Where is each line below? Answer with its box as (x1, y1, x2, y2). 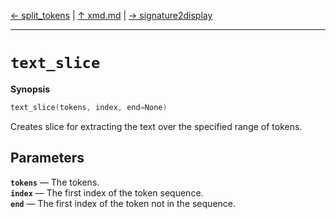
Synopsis (10, 83, 51, 95)
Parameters (10, 150, 85, 167)
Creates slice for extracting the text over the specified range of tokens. (10, 120, 303, 132)
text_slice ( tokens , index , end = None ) (10, 102, 168, 112)
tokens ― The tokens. (10, 176, 100, 188)
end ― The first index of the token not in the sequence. (10, 197, 237, 209)
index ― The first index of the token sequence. (10, 186, 204, 199)
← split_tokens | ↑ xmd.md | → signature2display (10, 10, 213, 21)
